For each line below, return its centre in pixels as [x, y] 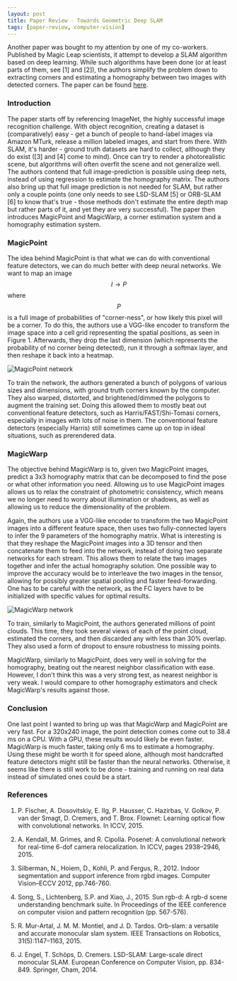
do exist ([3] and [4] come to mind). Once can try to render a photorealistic [117, 156]
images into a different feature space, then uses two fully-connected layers [117, 528]
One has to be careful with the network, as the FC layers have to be [105, 589]
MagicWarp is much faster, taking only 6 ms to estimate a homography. [111, 746]
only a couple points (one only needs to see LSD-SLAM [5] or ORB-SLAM [114, 194]
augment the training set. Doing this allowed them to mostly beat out [107, 405]
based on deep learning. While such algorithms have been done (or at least [117, 62]
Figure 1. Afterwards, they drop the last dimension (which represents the [112, 340]
